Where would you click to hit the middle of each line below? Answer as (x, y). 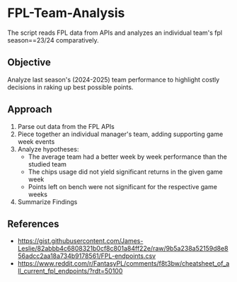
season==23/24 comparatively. (53, 40)
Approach (30, 109)
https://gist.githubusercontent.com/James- (80, 241)
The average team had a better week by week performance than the (128, 157)
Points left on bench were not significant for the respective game (123, 186)
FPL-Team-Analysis (66, 13)
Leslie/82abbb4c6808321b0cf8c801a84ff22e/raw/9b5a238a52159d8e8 (123, 249)
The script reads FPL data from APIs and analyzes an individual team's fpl (115, 33)
